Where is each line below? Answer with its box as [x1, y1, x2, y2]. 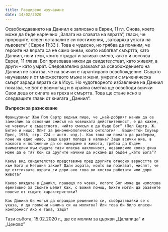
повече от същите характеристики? [5, 189, 78, 194]
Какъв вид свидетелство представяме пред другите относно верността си [5, 159, 158, 164]
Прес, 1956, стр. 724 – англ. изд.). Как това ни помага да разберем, [5, 132, 156, 137]
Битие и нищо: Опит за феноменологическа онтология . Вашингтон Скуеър [5, 128, 158, 133]
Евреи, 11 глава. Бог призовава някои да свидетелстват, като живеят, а [5, 58, 158, 64]
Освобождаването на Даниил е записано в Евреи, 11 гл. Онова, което [5, 26, 155, 32]
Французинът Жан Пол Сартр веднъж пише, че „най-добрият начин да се [5, 114, 154, 120]
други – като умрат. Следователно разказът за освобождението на [5, 63, 150, 69]
